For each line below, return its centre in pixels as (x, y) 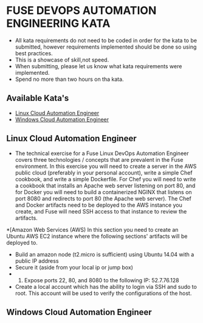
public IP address (37, 261)
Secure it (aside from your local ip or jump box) (74, 267)
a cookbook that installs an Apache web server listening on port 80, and (105, 186)
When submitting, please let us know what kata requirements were (98, 66)
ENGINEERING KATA (58, 23)
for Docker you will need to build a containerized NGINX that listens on (104, 192)
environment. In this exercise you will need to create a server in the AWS (106, 166)
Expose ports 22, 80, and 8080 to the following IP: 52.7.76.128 (101, 280)
